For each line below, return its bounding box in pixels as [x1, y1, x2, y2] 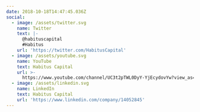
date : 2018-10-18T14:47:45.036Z [6, 8, 86, 15]
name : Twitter [17, 25, 52, 31]
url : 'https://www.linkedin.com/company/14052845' [17, 97, 145, 103]
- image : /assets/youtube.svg [11, 53, 86, 59]
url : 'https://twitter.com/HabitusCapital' [17, 47, 127, 53]
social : [6, 14, 26, 20]
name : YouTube [17, 58, 52, 64]
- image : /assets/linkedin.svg [11, 81, 89, 87]
